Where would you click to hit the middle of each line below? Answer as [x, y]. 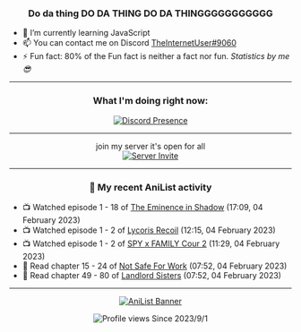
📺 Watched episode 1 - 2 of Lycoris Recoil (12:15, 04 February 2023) [149, 230]
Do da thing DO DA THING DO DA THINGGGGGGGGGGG [150, 13]
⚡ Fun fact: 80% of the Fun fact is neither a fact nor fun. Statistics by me [156, 56]
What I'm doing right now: [150, 101]
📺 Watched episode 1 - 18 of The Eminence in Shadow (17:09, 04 [142, 207]
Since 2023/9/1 [180, 318]
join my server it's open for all [150, 146]
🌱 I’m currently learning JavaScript [86, 33]
